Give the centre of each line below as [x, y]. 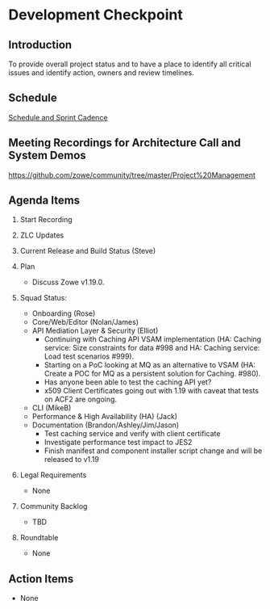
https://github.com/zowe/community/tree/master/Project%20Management [132, 174]
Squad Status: [43, 298]
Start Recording [46, 220]
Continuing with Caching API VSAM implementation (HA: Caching [153, 339]
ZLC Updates [42, 235]
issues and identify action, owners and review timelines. [102, 73]
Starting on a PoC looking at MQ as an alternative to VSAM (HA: [150, 365]
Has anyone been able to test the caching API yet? [128, 382]
